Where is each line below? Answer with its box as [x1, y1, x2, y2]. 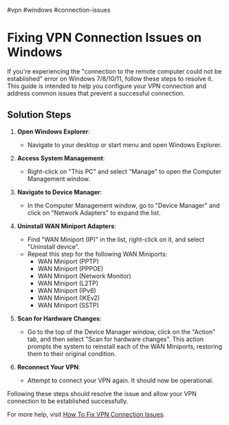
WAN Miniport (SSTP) [37, 301, 100, 309]
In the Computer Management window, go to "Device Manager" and [27, 201, 220, 209]
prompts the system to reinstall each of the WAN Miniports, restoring [27, 342, 222, 350]
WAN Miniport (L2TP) [37, 279, 98, 287]
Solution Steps [7, 109, 72, 121]
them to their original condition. [27, 349, 117, 358]
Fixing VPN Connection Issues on [7, 30, 201, 45]
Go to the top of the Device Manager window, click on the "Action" [27, 327, 216, 336]
